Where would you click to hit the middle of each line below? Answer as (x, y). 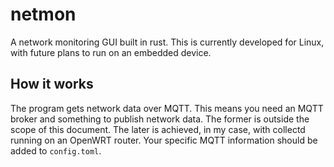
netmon (43, 14)
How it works (52, 84)
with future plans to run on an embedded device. (111, 52)
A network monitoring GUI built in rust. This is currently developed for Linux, (167, 42)
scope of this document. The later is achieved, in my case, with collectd (158, 129)
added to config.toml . (56, 150)
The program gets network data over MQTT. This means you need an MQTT (167, 108)
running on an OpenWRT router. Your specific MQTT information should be (164, 140)
